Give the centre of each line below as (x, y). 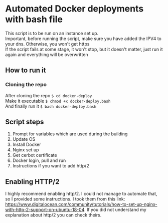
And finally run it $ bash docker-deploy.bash (51, 106)
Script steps (25, 122)
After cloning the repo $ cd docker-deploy (49, 95)
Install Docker (27, 145)
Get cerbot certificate (35, 155)
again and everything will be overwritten (47, 54)
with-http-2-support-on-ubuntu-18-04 (45, 210)
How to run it (26, 70)
